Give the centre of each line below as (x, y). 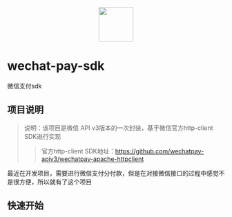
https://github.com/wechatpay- (159, 151)
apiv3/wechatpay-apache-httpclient (93, 159)
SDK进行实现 (42, 136)
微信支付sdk (25, 86)
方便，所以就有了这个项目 (55, 182)
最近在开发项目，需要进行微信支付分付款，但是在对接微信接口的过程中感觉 (113, 173)
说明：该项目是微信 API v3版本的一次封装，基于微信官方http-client (118, 128)
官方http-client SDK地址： (78, 151)
